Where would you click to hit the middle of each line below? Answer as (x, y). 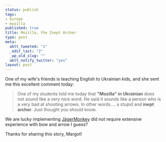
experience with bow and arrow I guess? (47, 125)
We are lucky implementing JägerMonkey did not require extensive (74, 119)
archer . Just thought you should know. (57, 110)
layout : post (19, 65)
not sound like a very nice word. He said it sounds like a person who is (89, 99)
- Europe (14, 19)
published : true (22, 28)
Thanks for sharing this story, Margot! (44, 134)
